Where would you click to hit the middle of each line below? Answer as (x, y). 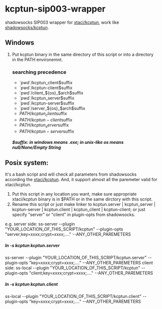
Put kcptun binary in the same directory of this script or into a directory (83, 54)
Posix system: (27, 162)
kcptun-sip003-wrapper (55, 9)
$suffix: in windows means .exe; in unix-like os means (68, 142)
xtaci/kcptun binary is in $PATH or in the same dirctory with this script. (82, 199)
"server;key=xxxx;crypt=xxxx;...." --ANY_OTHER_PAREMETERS (68, 234)
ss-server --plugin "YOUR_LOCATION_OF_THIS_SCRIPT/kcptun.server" (76, 258)
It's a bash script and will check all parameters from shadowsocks (71, 174)
